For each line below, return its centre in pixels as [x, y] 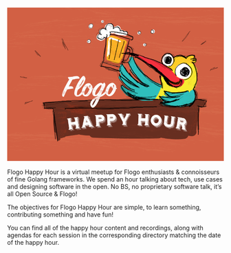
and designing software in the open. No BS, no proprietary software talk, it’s [114, 187]
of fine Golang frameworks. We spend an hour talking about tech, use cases [115, 179]
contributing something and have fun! [60, 214]
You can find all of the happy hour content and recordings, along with [106, 228]
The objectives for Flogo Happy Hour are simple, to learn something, [104, 207]
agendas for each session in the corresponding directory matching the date [114, 235]
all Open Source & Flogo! [42, 194]
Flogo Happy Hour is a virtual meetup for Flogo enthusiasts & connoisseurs [113, 172]
